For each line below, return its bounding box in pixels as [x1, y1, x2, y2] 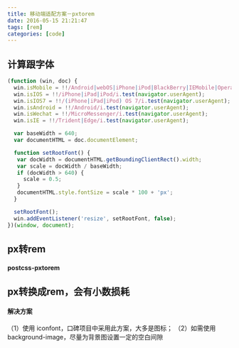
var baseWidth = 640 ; [14, 130, 78, 137]
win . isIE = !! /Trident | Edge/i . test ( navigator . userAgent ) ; [14, 117, 190, 124]
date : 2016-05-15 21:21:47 [7, 17, 87, 24]
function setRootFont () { [14, 149, 91, 156]
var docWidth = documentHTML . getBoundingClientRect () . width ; [16, 156, 202, 163]
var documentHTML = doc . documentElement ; [14, 136, 139, 144]
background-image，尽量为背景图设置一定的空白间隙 [7, 333, 164, 342]
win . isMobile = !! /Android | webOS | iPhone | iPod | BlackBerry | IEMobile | [14, 84, 218, 91]
